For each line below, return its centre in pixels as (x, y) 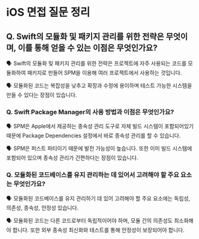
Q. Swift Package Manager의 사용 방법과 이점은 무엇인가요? (90, 112)
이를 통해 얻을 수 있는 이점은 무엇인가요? (88, 48)
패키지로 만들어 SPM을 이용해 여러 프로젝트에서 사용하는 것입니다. (104, 73)
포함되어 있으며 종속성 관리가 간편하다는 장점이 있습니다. (72, 158)
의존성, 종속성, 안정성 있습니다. (43, 208)
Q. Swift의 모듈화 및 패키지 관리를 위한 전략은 (85, 36)
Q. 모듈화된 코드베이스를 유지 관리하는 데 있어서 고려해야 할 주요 (93, 175)
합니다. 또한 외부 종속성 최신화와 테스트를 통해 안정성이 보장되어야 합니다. (99, 230)
